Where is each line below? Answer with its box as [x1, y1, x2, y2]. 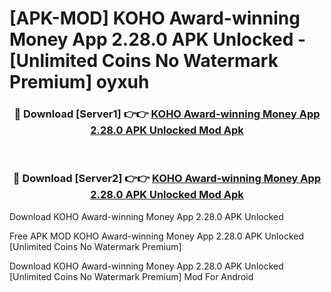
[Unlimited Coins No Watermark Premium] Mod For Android [9, 270, 254, 282]
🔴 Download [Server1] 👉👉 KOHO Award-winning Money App [13, 107, 321, 121]
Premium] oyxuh [9, 71, 150, 94]
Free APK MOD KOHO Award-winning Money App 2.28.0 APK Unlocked [9, 230, 305, 242]
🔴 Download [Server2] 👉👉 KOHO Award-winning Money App [12, 172, 322, 186]
